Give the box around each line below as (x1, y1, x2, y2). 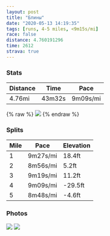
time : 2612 (6, 43, 34, 49)
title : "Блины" (6, 15, 45, 21)
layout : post (6, 8, 39, 15)
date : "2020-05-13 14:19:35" (6, 20, 80, 26)
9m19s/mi (28, 171, 57, 180)
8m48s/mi (28, 191, 57, 200)
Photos (6, 209, 28, 218)
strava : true (6, 49, 39, 55)
